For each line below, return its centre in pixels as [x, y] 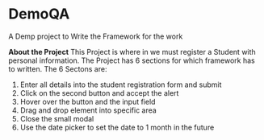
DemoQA [39, 14]
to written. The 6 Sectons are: [58, 68]
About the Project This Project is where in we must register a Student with [132, 51]
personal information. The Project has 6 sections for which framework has [132, 60]
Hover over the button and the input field [88, 101]
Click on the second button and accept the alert [99, 93]
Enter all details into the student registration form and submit [121, 84]
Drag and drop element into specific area [88, 110]
